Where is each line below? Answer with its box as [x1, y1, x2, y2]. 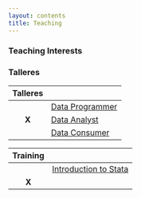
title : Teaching [8, 19, 62, 27]
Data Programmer [50, 101, 118, 112]
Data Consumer [50, 127, 110, 138]
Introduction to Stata [52, 163, 129, 174]
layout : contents [8, 11, 66, 20]
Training [12, 149, 45, 160]
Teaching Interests [8, 46, 83, 57]
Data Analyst [50, 113, 99, 125]
